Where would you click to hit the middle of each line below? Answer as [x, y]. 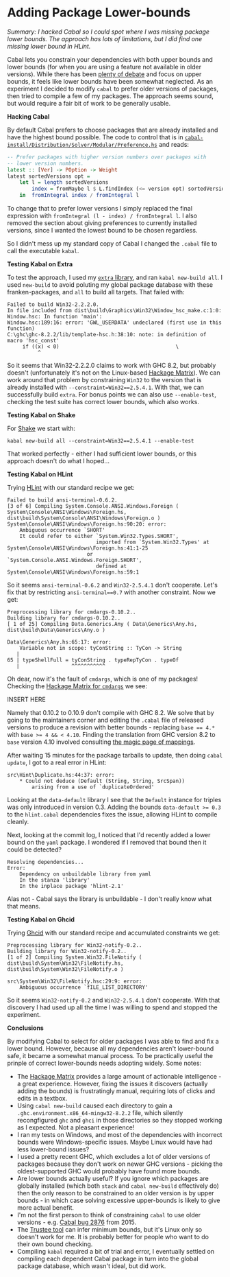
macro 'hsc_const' [33, 341]
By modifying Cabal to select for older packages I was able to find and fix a [113, 1042]
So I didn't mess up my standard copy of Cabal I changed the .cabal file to [112, 244]
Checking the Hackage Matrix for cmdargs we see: [77, 686]
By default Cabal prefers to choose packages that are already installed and [113, 130]
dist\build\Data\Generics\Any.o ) [56, 630]
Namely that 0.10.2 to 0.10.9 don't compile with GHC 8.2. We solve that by [111, 713]
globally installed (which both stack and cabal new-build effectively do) [118, 1186]
